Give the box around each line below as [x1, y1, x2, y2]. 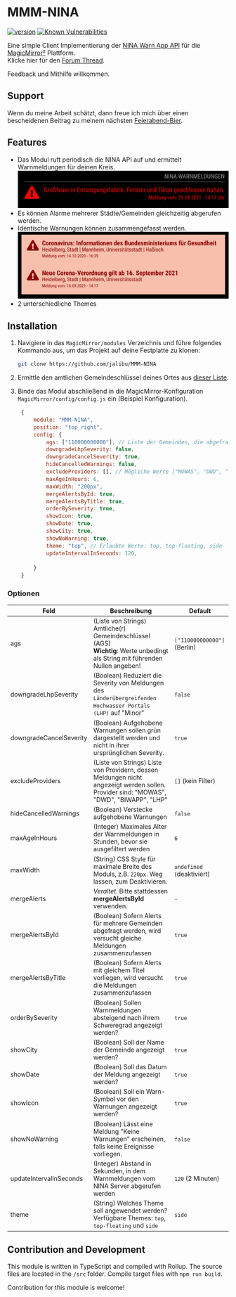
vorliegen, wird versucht [93, 974, 164, 982]
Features [7, 136, 47, 148]
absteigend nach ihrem [93, 1013, 160, 1021]
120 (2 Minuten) [174, 1174, 220, 1182]
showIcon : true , [46, 512, 93, 520]
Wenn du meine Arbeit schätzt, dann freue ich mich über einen [7, 108, 189, 117]
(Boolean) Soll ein [93, 1088, 145, 1096]
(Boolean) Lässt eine [93, 1119, 153, 1128]
